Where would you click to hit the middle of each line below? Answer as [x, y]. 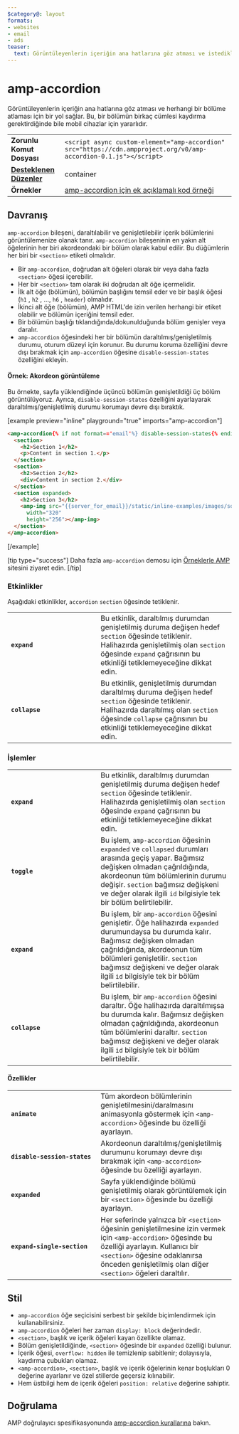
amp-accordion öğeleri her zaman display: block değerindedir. [109, 1330]
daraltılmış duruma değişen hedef [157, 692]
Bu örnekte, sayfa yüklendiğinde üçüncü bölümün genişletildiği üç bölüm [114, 391]
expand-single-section [49, 1246]
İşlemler [22, 758]
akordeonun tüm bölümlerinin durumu [164, 876]
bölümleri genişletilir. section [149, 959]
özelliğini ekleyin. [43, 359]
